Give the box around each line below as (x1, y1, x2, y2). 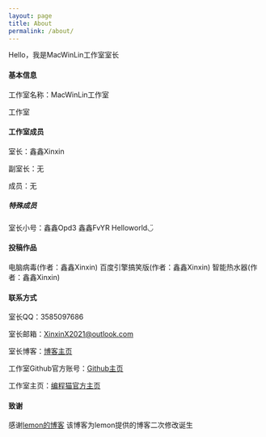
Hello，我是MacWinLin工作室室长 (8, 50, 120, 60)
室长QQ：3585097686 (8, 312, 84, 322)
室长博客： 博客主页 (8, 346, 73, 356)
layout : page (8, 11, 53, 20)
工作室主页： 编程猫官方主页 (8, 381, 101, 391)
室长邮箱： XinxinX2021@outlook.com (8, 329, 133, 339)
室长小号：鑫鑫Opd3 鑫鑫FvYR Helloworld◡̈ (8, 223, 154, 232)
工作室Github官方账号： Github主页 (8, 363, 124, 373)
